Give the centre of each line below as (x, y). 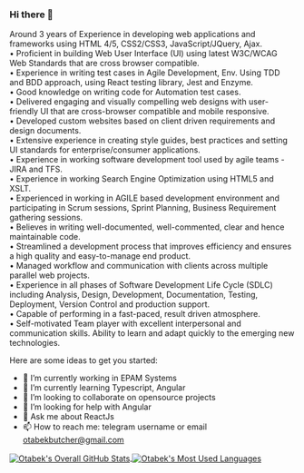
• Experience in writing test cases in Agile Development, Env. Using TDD (145, 73)
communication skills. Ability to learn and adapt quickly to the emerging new (152, 333)
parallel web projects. (50, 275)
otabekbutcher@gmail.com (73, 440)
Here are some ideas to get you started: (84, 360)
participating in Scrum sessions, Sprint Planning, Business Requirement (143, 208)
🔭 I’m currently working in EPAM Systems (99, 378)
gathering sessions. (46, 218)
